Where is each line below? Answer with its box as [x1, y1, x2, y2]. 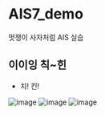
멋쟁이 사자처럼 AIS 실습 [8, 32, 84, 42]
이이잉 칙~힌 [8, 58, 67, 72]
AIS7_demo [8, 5, 84, 23]
